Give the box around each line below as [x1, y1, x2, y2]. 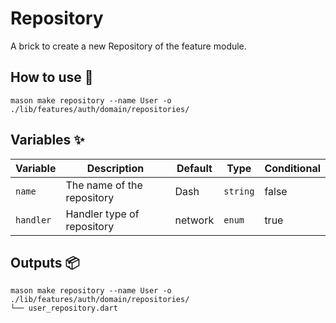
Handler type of [65, 207, 140, 221]
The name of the [65, 178, 143, 192]
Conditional [264, 161, 321, 175]
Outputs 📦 [10, 254, 80, 271]
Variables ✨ [10, 132, 85, 149]
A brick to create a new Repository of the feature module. [10, 40, 247, 52]
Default [176, 161, 213, 175]
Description [86, 161, 145, 175]
